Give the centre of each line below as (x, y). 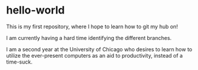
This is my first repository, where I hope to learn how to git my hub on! (92, 26)
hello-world (36, 10)
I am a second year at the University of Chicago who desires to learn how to (99, 49)
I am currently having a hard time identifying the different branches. (89, 38)
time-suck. (19, 62)
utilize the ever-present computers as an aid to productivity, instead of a (95, 55)
